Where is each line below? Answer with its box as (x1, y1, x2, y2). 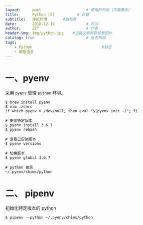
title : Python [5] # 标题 (5, 12, 89, 17)
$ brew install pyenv (5, 100, 51, 105)
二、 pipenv (5, 187, 54, 199)
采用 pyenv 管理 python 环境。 (5, 90, 66, 96)
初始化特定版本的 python (5, 205, 56, 211)
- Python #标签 (14, 45, 112, 50)
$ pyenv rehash (5, 127, 37, 132)
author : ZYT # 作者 (5, 26, 98, 31)
